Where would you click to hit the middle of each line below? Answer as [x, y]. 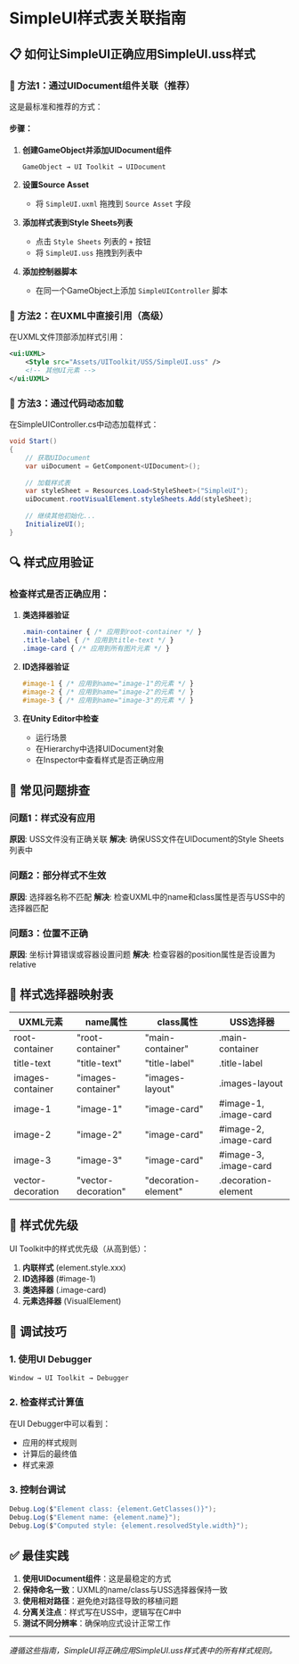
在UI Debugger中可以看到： [60, 1423]
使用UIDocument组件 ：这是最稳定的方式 [97, 1578]
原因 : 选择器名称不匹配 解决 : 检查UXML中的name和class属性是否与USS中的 [147, 896]
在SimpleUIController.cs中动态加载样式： [84, 424]
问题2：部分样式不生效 [58, 876]
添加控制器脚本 [49, 272]
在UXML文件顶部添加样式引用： [68, 337]
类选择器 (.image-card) [64, 1289]
